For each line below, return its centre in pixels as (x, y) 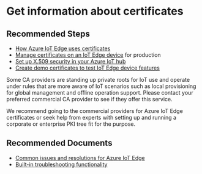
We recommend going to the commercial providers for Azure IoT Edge (95, 111)
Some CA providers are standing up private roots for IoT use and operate (98, 80)
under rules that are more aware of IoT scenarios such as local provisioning (101, 86)
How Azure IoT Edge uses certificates (63, 48)
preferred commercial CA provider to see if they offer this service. (89, 99)
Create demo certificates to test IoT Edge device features (88, 68)
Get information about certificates (95, 11)
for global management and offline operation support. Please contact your (100, 92)
